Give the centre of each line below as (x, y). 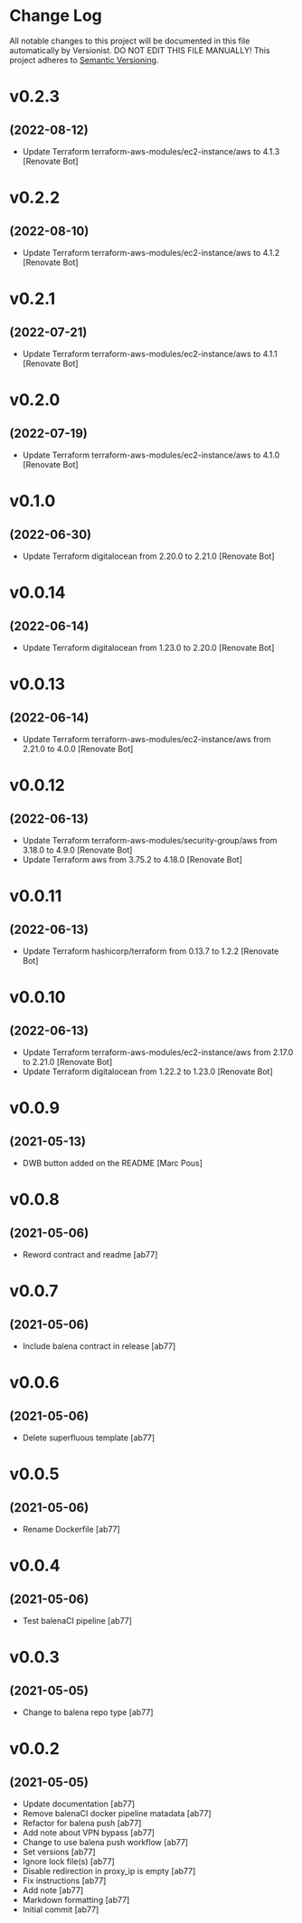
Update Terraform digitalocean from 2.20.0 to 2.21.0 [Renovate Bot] (148, 556)
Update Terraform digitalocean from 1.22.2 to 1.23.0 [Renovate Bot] (147, 1071)
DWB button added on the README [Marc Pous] (113, 1163)
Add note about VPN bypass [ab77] (89, 1833)
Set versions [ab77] (59, 1852)
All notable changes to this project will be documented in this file (130, 41)
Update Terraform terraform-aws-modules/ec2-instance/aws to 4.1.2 (151, 252)
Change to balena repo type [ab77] (88, 1712)
